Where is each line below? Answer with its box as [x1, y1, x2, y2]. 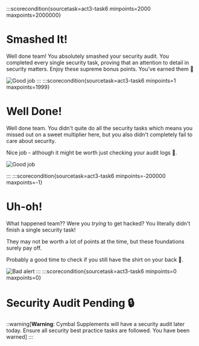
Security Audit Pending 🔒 [6, 297, 134, 310]
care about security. [6, 137, 56, 144]
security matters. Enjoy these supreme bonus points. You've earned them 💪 [6, 65, 194, 72]
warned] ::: [6, 333, 33, 340]
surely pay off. [6, 244, 42, 251]
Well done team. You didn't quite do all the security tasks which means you [6, 124, 193, 131]
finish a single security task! [6, 226, 76, 233]
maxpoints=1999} [6, 83, 50, 90]
